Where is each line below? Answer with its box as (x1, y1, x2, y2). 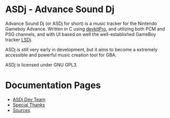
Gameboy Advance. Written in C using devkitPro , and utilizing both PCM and (5, 25, 165, 32)
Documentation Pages (5, 80, 101, 91)
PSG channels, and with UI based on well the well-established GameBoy (5, 31, 156, 37)
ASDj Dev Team (12, 96, 46, 102)
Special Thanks (12, 102, 45, 108)
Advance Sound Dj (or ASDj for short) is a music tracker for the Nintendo (5, 20, 157, 26)
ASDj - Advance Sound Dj (5, 4, 115, 15)
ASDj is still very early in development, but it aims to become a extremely (5, 46, 158, 52)
